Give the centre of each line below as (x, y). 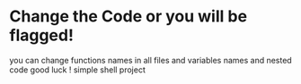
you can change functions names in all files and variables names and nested (150, 60)
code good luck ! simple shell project (77, 70)
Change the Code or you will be (128, 17)
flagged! (42, 35)
